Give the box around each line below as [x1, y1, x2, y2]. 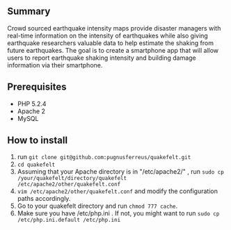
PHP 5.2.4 [17, 99, 47, 108]
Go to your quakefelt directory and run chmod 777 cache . [17, 202, 178, 211]
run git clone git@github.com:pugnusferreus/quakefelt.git [17, 153, 191, 161]
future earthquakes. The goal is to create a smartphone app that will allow [7, 46, 219, 54]
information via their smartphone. [7, 60, 103, 69]
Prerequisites [7, 81, 67, 93]
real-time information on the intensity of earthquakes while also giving [7, 31, 209, 40]
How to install [7, 135, 68, 147]
